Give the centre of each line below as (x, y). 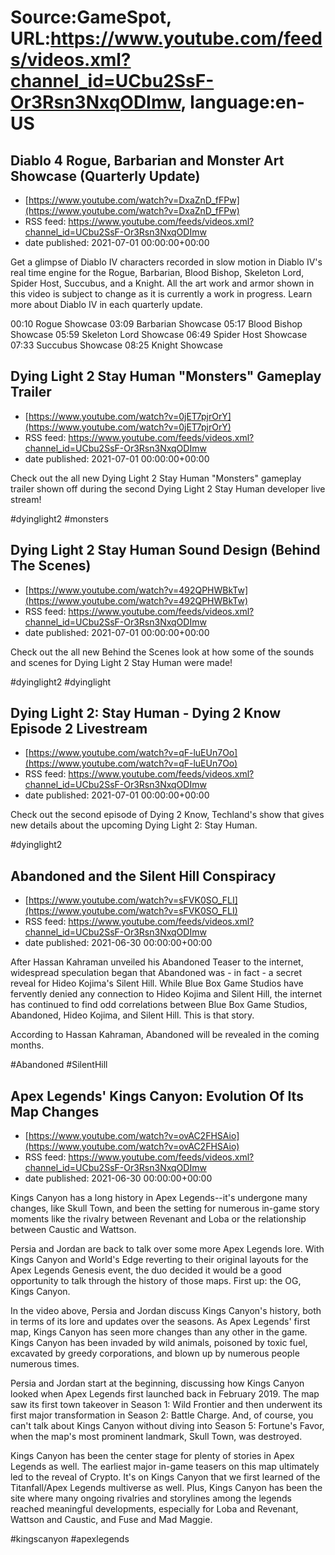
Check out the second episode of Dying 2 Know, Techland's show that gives (167, 815)
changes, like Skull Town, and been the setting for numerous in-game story (165, 1208)
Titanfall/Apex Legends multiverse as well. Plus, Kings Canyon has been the (166, 1488)
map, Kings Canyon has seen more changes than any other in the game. (159, 1332)
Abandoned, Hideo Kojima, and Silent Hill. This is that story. (132, 1015)
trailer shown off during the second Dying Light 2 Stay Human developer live (168, 488)
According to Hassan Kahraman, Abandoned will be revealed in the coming (165, 1035)
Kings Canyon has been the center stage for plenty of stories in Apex (152, 1456)
